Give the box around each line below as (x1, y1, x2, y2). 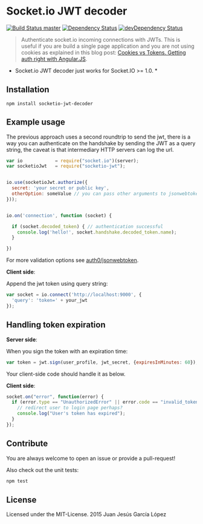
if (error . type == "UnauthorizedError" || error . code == (11, 399, 158, 405)
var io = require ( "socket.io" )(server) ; (6, 157, 139, 164)
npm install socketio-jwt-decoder (6, 100, 94, 106)
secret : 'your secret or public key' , (11, 185, 110, 191)
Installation (6, 85, 50, 95)
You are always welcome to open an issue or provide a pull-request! (6, 454, 176, 462)
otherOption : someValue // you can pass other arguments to (11, 191, 166, 197)
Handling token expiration (6, 319, 106, 330)
